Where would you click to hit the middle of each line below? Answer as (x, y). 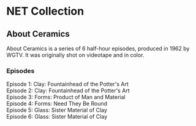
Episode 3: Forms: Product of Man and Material (66, 97)
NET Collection (45, 11)
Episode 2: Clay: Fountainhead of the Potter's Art (68, 91)
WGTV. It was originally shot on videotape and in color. (75, 55)
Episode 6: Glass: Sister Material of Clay (57, 117)
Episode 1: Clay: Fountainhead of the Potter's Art (67, 84)
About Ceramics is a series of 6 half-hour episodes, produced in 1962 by (98, 48)
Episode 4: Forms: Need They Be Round (57, 104)
